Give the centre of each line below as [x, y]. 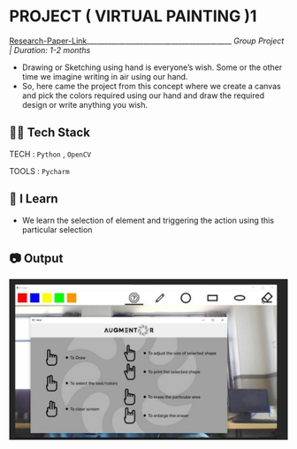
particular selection [57, 229]
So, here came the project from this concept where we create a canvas [151, 86]
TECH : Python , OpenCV [50, 154]
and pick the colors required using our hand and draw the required [143, 95]
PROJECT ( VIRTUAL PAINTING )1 [133, 16]
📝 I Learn [34, 199]
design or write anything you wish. [85, 104]
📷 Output [36, 258]
